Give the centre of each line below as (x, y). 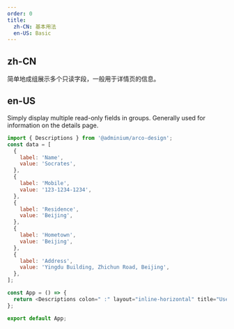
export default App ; (37, 318)
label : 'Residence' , (49, 209)
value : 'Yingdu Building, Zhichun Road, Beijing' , (95, 267)
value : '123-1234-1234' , (56, 190)
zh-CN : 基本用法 (35, 26)
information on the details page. (53, 125)
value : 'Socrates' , (48, 164)
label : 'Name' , (42, 157)
